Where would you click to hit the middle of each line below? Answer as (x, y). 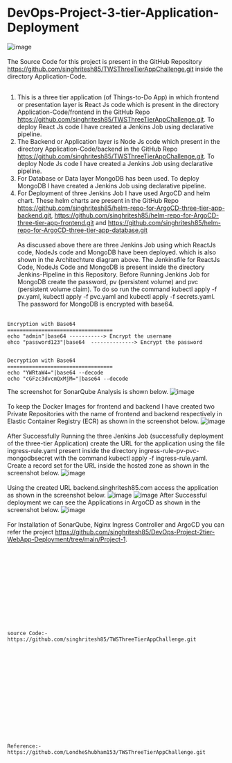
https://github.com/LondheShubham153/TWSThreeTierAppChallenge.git (107, 752)
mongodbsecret (30, 458)
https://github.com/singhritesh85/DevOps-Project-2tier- (135, 532)
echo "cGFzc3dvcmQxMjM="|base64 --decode (68, 379)
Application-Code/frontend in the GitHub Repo (83, 112)
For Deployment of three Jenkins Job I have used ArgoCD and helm (114, 193)
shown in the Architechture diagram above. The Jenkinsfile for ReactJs (118, 259)
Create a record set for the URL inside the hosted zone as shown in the (108, 465)
